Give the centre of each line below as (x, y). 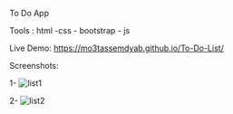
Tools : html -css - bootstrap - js (69, 30)
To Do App (29, 13)
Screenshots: (34, 66)
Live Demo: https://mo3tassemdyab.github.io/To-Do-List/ (116, 48)
